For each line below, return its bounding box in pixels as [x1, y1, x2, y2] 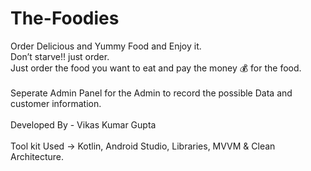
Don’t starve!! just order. [10, 50, 110, 62]
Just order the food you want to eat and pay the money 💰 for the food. [10, 62, 302, 74]
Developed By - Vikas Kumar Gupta [10, 118, 157, 131]
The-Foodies [10, 7, 120, 30]
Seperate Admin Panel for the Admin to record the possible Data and [10, 87, 293, 99]
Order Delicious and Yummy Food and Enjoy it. [10, 40, 202, 52]
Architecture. [10, 150, 65, 162]
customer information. [10, 97, 102, 109]
